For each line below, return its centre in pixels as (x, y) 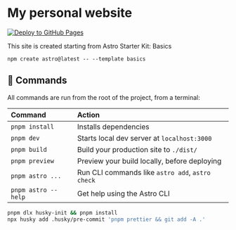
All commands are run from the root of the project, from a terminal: (104, 97)
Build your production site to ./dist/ (137, 149)
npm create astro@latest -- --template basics (77, 59)
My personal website (70, 13)
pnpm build (29, 149)
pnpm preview (33, 161)
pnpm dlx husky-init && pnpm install (63, 212)
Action (88, 115)
